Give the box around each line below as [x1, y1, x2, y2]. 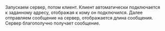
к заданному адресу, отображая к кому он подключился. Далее [5, 9, 143, 15]
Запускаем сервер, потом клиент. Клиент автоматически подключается [5, 4, 160, 10]
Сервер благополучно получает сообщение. [5, 20, 100, 26]
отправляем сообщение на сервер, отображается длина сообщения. [5, 15, 153, 20]
